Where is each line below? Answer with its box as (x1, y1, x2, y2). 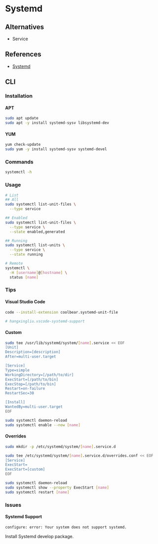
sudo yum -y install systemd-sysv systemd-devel (5, 147, 107, 152)
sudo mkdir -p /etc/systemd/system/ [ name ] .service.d (5, 444, 116, 449)
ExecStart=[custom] (5, 467, 45, 472)
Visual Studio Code (5, 299, 45, 305)
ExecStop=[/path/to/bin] (5, 381, 56, 386)
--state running (9, 252, 43, 257)
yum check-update (5, 142, 41, 147)
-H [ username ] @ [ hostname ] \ (9, 270, 68, 275)
